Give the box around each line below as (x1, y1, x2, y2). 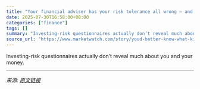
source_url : (6, 36, 36, 42)
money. (6, 59, 25, 66)
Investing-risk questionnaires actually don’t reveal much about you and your (6, 53, 193, 59)
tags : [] (6, 25, 28, 31)
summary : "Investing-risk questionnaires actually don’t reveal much (6, 31, 183, 37)
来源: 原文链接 (6, 77, 40, 84)
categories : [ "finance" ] (6, 20, 68, 26)
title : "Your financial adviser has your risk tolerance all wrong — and (6, 8, 193, 15)
